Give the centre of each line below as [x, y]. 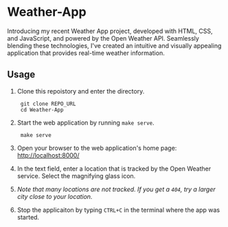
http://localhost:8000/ [48, 155]
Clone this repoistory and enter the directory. [81, 91]
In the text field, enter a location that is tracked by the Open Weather [114, 169]
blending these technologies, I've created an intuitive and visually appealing [114, 45]
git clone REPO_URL [48, 104]
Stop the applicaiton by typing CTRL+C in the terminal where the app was [118, 210]
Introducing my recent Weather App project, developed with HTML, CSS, [110, 31]
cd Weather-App [42, 110]
